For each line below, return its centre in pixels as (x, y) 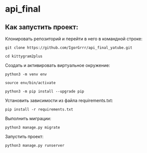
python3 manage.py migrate (33, 128)
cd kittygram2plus (24, 56)
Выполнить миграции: (28, 119)
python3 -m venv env (26, 74)
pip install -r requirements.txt (39, 109)
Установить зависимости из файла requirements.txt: (59, 100)
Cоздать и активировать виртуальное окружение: (58, 65)
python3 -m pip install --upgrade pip (45, 91)
